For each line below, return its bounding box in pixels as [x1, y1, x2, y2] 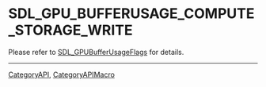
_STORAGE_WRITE [8, 21, 133, 39]
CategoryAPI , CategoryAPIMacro [8, 70, 115, 79]
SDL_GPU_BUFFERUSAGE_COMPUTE [8, 5, 255, 23]
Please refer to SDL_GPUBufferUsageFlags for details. [8, 47, 184, 56]
